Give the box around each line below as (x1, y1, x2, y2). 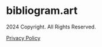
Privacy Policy (6, 34, 41, 41)
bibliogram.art (6, 4, 78, 17)
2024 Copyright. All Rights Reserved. (6, 23, 96, 30)
